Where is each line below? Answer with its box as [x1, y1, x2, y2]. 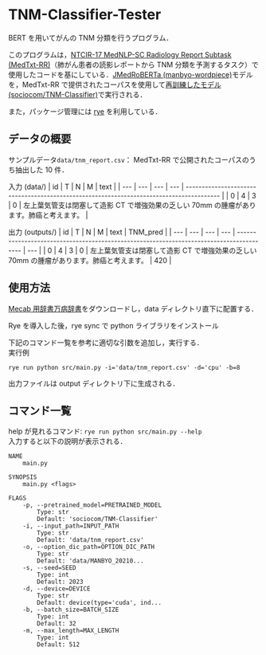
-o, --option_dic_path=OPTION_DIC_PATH [22, 543, 155, 551]
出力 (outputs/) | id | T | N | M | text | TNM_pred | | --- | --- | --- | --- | [8, 227, 236, 237]
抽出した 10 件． [14, 165, 69, 175]
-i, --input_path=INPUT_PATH [22, 522, 119, 531]
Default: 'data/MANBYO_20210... [37, 557, 145, 565]
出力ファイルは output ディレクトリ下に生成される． [8, 378, 180, 388]
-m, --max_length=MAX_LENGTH [22, 627, 119, 635]
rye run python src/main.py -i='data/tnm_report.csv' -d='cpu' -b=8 [8, 363, 241, 371]
